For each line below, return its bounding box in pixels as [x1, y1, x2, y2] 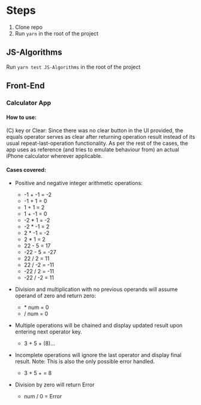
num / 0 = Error [23, 393, 62, 400]
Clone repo [14, 23, 43, 31]
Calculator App [6, 99, 52, 107]
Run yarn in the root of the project [14, 29, 99, 37]
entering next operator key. [14, 328, 82, 335]
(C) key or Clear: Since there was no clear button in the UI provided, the [6, 127, 184, 134]
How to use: [6, 114, 37, 121]
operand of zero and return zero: [14, 292, 96, 299]
